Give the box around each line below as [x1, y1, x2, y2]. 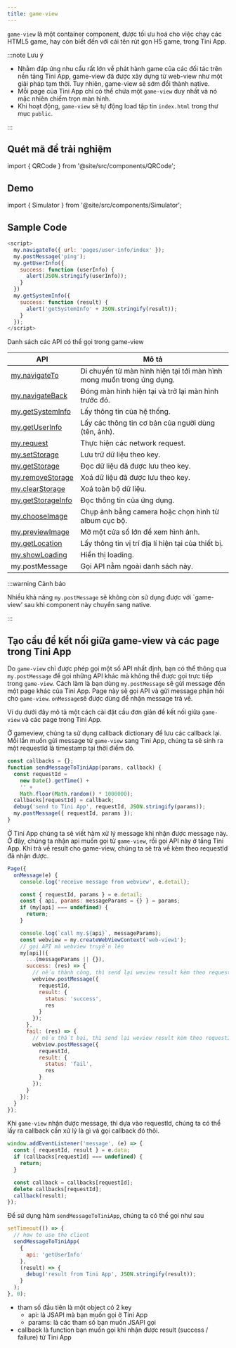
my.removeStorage [11, 473, 74, 483]
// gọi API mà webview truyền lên [20, 943, 124, 950]
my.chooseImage [11, 511, 68, 521]
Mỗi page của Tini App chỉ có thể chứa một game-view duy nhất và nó [17, 87, 218, 95]
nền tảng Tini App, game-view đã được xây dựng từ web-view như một [17, 72, 223, 80]
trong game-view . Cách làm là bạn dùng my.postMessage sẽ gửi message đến [7, 680, 225, 688]
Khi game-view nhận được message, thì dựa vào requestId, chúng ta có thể [7, 1119, 221, 1128]
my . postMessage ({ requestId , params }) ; [13, 810, 133, 817]
